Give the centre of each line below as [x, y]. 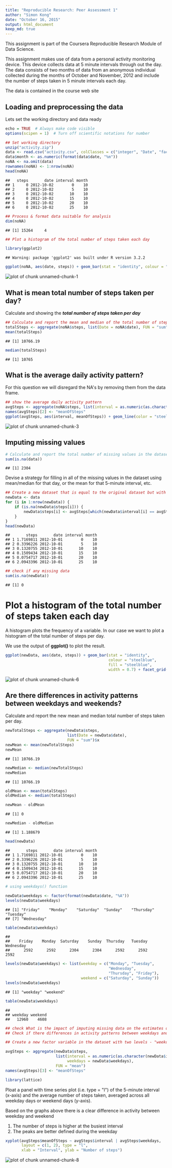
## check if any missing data [38, 571]
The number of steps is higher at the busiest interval [68, 1126]
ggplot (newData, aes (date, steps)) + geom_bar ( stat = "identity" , [78, 655]
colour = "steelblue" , [133, 660]
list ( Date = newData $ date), [97, 735]
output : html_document [29, 24]
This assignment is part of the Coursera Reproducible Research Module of [84, 44]
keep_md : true [20, 29]
